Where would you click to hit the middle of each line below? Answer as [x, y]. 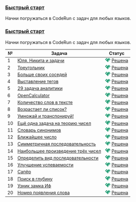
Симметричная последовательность [56, 144]
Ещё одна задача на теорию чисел [54, 123]
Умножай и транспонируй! [45, 116]
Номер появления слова [43, 193]
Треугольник [31, 67]
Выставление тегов [38, 81]
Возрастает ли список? [42, 109]
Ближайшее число [37, 137]
